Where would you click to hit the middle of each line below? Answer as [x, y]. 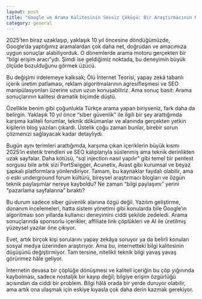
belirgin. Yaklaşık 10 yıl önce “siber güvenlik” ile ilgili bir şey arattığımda [94, 115]
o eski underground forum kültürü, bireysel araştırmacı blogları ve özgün [96, 178]
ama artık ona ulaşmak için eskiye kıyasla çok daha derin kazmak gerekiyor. [100, 289]
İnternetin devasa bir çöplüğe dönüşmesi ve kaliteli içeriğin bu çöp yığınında [100, 270]
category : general [29, 23]
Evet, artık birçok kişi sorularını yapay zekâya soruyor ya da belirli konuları [98, 239]
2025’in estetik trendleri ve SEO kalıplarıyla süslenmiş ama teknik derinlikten [100, 152]
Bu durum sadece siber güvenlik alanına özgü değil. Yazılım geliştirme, [93, 202]
